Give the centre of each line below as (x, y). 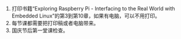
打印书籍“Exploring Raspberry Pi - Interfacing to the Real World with (93, 8)
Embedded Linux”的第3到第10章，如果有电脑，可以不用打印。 (86, 16)
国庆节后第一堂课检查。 (40, 30)
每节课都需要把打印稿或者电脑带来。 (55, 23)
